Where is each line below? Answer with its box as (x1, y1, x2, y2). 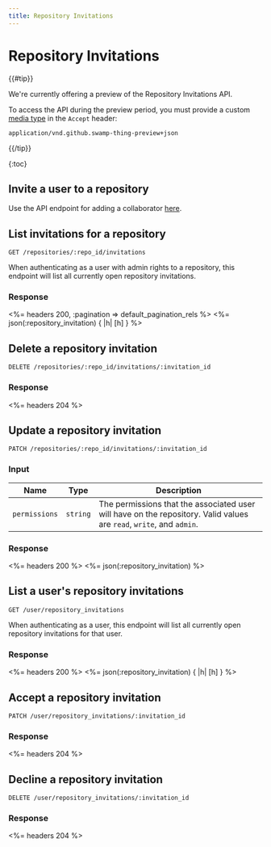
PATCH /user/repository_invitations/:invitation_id (8, 712, 186, 720)
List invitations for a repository (8, 227, 167, 241)
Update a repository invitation (8, 423, 162, 437)
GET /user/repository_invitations (8, 605, 125, 614)
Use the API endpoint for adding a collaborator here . (8, 204, 182, 213)
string (65, 509, 91, 518)
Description (156, 484, 202, 495)
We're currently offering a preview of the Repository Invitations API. (8, 89, 233, 99)
